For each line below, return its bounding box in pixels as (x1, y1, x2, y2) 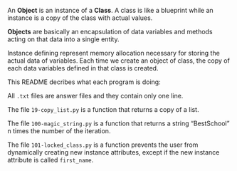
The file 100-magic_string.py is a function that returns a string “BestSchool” (7, 119, 230, 128)
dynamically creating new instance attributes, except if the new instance (7, 148, 220, 156)
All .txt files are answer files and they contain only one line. (7, 92, 184, 100)
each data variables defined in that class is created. (7, 64, 159, 72)
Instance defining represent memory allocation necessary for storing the (7, 49, 221, 57)
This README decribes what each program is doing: (7, 78, 162, 86)
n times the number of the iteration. (7, 127, 111, 135)
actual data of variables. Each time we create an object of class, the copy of (7, 56, 230, 65)
